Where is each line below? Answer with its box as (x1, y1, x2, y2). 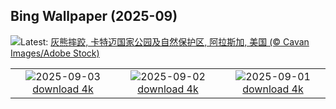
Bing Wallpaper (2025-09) (10, 8, 178, 25)
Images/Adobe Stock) (10, 47, 100, 59)
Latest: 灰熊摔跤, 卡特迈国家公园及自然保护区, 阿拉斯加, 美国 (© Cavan (20, 35, 310, 48)
